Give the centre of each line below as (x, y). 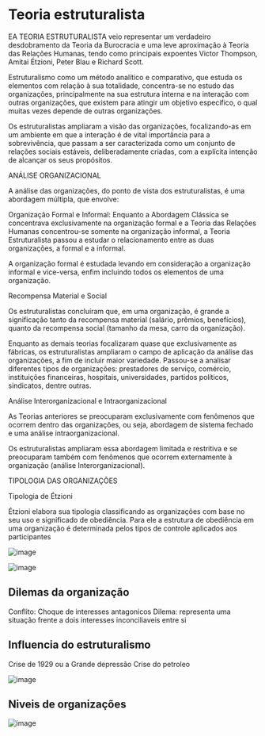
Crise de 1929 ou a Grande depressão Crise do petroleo (99, 664)
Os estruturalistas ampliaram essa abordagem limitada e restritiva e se (123, 448)
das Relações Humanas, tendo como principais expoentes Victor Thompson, (133, 53)
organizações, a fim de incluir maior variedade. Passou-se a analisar (119, 360)
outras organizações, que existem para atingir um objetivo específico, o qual (133, 102)
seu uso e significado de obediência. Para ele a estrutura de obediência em (131, 519)
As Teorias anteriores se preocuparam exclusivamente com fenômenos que (131, 416)
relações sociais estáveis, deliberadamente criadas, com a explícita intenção (133, 151)
